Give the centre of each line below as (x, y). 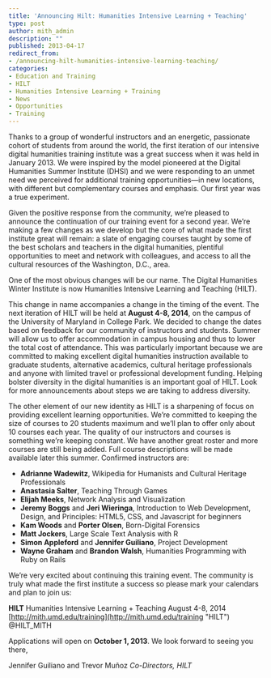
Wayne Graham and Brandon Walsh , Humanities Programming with (133, 551)
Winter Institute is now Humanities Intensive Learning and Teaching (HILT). (133, 289)
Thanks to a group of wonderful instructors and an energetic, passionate (129, 137)
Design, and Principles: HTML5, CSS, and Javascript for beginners (131, 516)
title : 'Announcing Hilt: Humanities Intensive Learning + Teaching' (128, 16)
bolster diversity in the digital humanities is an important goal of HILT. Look (133, 382)
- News (19, 99)
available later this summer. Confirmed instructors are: (99, 458)
